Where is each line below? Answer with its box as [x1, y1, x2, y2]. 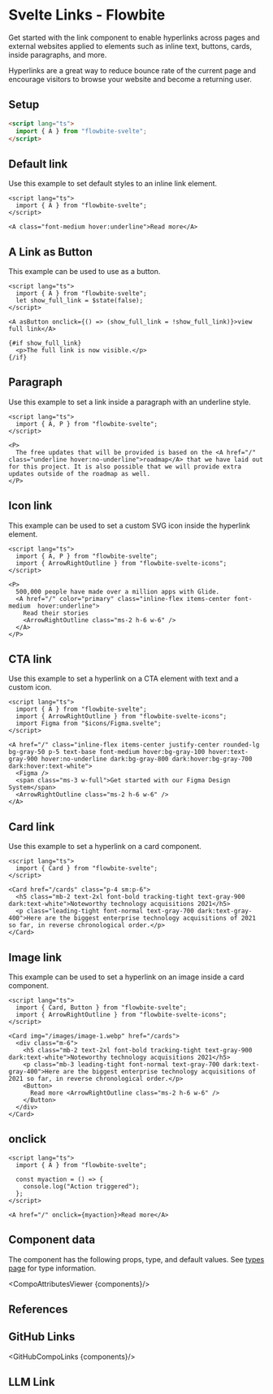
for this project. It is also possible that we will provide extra [8, 462, 242, 471]
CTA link [8, 652, 52, 666]
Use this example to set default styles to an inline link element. [8, 179, 218, 189]
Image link [8, 950, 63, 965]
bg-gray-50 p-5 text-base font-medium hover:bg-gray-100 [8, 748, 206, 756]
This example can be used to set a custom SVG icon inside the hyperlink [8, 521, 250, 530]
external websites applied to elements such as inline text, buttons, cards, [8, 41, 252, 50]
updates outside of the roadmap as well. [8, 469, 151, 477]
